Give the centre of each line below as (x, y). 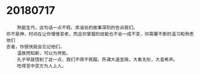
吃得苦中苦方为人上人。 (42, 66)
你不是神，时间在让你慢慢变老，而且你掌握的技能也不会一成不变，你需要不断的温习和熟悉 (100, 34)
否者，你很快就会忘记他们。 (35, 47)
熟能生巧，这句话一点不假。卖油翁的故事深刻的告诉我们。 (77, 28)
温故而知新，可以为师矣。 (44, 53)
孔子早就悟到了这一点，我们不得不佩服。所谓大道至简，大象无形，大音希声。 (98, 60)
